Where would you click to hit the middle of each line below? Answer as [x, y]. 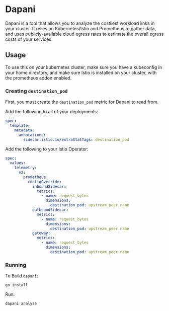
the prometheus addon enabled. [38, 78]
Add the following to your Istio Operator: [47, 149]
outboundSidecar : [50, 210]
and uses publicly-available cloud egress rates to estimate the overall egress [84, 34]
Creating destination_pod [36, 91]
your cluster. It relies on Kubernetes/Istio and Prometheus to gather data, [80, 28]
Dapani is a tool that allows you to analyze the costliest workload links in [80, 23]
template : [20, 125]
